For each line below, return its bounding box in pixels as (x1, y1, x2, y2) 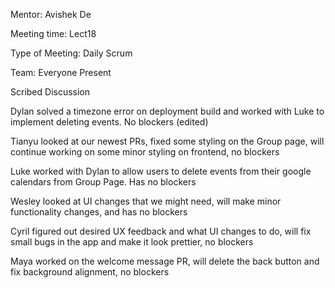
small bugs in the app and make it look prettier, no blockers (10, 236, 254, 248)
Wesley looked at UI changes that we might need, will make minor (10, 195, 282, 207)
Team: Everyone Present (10, 67, 112, 78)
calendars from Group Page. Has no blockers (10, 176, 197, 188)
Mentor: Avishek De (10, 9, 92, 20)
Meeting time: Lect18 (10, 28, 97, 39)
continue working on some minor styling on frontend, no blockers (10, 146, 280, 158)
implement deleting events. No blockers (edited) (10, 116, 209, 128)
